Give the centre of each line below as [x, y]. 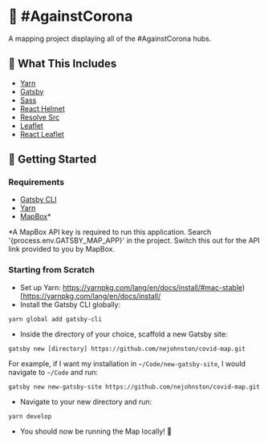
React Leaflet [42, 134]
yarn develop [30, 416]
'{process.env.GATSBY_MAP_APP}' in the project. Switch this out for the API [134, 240]
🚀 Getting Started [53, 159]
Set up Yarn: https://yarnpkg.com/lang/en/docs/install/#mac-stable [131, 287]
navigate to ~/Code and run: [53, 372]
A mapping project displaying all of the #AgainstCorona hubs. [110, 38]
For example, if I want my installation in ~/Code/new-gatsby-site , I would [127, 363]
